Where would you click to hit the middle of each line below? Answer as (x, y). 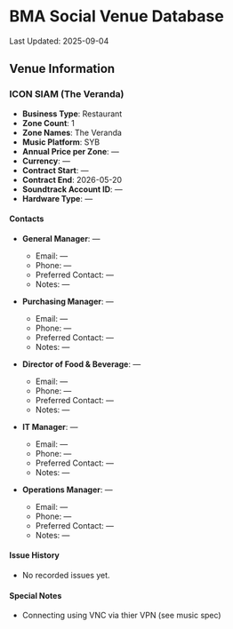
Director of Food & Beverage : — (81, 364)
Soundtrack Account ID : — (72, 189)
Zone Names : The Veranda (72, 132)
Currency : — (46, 161)
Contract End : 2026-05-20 (72, 179)
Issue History (35, 555)
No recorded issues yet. (66, 576)
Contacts (27, 219)
